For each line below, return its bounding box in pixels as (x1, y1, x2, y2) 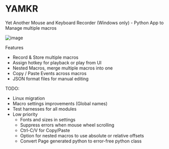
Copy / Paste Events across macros (12, 70, 87, 76)
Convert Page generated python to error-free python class (20, 138, 142, 144)
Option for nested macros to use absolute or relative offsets (20, 132, 144, 138)
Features (5, 44, 24, 50)
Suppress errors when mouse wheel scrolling (20, 122, 115, 128)
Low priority (12, 111, 38, 117)
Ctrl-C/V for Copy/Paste (20, 127, 70, 133)
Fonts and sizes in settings (20, 116, 76, 122)
